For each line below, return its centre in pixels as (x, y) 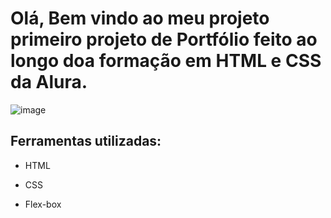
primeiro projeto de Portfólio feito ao (164, 39)
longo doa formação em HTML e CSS (166, 61)
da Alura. (49, 82)
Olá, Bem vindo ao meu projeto (140, 18)
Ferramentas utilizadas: (86, 141)
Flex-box (43, 204)
